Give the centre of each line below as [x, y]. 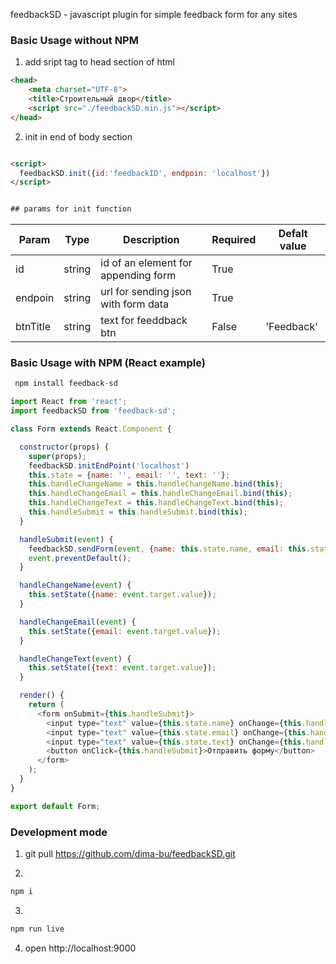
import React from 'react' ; [69, 402]
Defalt [293, 234]
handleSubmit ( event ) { [66, 539]
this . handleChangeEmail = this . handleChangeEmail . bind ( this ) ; [160, 494]
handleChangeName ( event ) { [75, 585]
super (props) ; [57, 456]
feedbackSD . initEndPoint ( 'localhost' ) [109, 465]
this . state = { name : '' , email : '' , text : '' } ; [129, 475]
